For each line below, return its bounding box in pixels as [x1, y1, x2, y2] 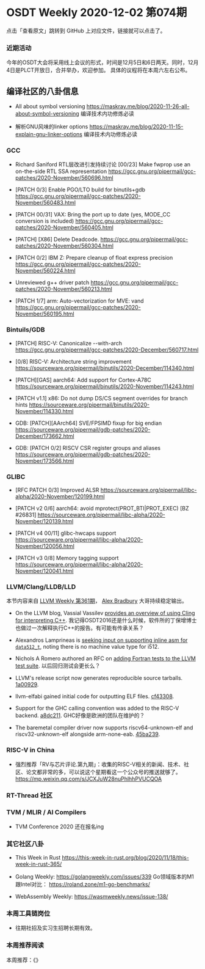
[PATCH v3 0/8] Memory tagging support [15, 554, 119, 561]
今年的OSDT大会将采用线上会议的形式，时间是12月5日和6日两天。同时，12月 [6, 59, 199, 66]
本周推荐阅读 [6, 941, 45, 949]
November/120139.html [15, 517, 74, 525]
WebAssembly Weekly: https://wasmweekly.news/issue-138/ [15, 893, 168, 901]
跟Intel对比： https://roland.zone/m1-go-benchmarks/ [15, 881, 151, 888]
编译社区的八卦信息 [6, 86, 79, 97]
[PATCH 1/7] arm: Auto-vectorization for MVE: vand [15, 297, 145, 304]
